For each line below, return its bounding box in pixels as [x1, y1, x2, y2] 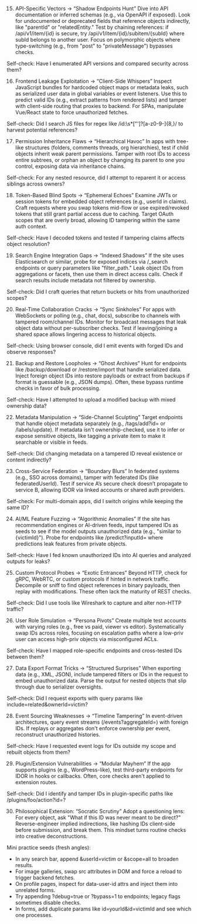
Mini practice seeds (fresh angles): [6, 844, 91, 851]
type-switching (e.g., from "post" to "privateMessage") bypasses [15, 42, 173, 49]
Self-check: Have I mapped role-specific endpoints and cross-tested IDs [6, 647, 182, 654]
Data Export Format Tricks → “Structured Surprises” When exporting [15, 665, 181, 672]
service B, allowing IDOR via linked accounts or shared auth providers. [15, 487, 185, 493]
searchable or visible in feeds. [15, 439, 88, 446]
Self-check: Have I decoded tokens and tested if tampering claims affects [6, 234, 185, 241]
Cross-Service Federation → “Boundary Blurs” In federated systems [15, 468, 179, 474]
